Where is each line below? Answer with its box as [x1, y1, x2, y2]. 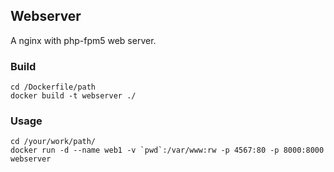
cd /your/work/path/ [10, 137, 97, 147]
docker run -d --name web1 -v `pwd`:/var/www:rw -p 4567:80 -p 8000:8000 [10, 145, 325, 156]
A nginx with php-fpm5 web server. [10, 34, 157, 46]
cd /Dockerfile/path [10, 82, 97, 93]
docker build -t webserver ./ [10, 91, 137, 101]
